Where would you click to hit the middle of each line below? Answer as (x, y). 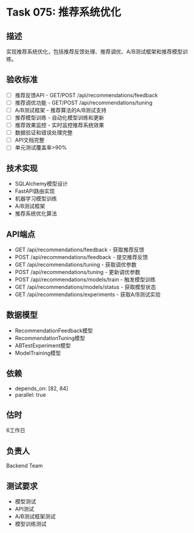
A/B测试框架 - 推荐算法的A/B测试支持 (61, 110)
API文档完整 (30, 140)
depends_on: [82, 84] (41, 388)
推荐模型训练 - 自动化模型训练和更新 (59, 118)
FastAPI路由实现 (35, 191)
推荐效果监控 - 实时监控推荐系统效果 (59, 125)
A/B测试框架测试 (35, 516)
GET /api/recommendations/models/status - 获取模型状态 (85, 286)
